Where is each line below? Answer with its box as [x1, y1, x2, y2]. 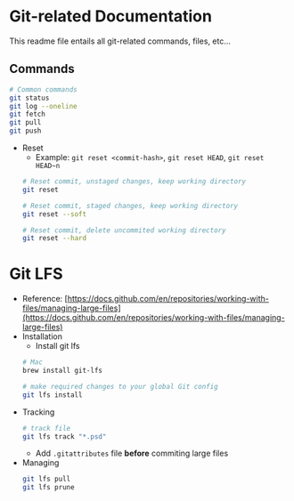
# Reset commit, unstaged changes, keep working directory [21, 177, 247, 186]
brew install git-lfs [21, 367, 102, 376]
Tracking [21, 407, 55, 417]
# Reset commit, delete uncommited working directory [21, 225, 226, 235]
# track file [21, 424, 71, 432]
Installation [21, 331, 63, 342]
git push [9, 126, 42, 135]
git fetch [9, 109, 46, 119]
